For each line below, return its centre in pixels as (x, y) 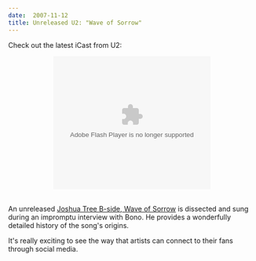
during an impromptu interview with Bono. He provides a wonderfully (120, 217)
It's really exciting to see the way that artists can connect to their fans (121, 241)
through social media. (43, 248)
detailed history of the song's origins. (69, 225)
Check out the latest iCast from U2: (65, 45)
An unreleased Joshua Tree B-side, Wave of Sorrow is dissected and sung (128, 208)
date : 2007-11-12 (38, 15)
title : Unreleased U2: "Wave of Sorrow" (75, 23)
